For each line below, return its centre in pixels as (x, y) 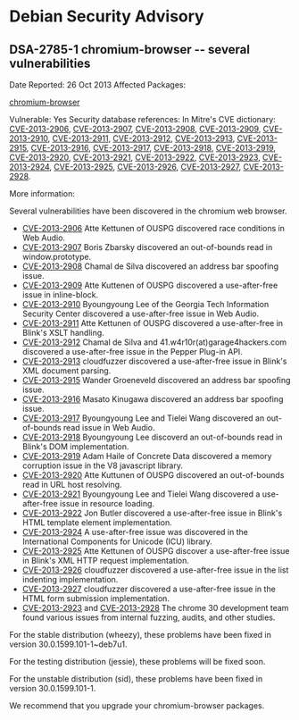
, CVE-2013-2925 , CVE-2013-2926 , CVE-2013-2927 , (145, 167)
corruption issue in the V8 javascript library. (102, 465)
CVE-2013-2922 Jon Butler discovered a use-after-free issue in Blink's (152, 513)
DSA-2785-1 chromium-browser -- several (129, 50)
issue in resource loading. (107, 503)
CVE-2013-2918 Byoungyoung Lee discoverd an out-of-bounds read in (152, 437)
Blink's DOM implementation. (75, 447)
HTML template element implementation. (97, 523)
